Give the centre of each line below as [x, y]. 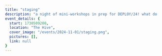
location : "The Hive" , [32, 28]
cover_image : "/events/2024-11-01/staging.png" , [59, 32]
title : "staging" [23, 9]
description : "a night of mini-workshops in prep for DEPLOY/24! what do [81, 14]
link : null [20, 41]
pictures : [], [24, 37]
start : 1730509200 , [29, 23]
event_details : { [23, 19]
